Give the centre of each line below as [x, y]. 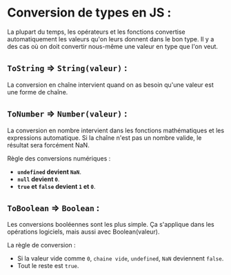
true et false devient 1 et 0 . [56, 186]
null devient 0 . [38, 179]
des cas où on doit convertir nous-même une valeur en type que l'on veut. [113, 46]
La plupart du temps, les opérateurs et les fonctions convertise [96, 32]
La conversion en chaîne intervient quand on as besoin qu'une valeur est [110, 85]
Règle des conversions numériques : [59, 158]
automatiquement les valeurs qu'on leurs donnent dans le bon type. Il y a [111, 39]
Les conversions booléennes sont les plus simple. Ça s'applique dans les [111, 225]
